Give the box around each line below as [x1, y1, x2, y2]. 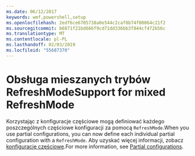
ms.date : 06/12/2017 [6, 8, 57, 15]
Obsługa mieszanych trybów [6, 72, 151, 86]
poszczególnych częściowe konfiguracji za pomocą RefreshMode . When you [6, 124, 190, 131]
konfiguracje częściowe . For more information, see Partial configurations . [6, 143, 184, 150]
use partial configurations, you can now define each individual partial [6, 130, 175, 137]
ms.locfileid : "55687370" [6, 47, 70, 53]
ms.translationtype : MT [6, 31, 65, 37]
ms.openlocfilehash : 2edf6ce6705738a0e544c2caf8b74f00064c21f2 [6, 20, 166, 26]
